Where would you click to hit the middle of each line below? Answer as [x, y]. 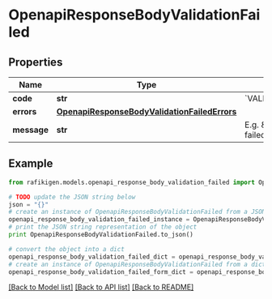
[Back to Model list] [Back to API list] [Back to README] [101, 287]
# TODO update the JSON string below [72, 197]
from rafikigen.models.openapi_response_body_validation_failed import [132, 182]
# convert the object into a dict [67, 249]
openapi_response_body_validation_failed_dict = [92, 257]
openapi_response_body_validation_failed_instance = [99, 220]
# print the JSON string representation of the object [103, 227]
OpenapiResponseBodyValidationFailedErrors [147, 111]
